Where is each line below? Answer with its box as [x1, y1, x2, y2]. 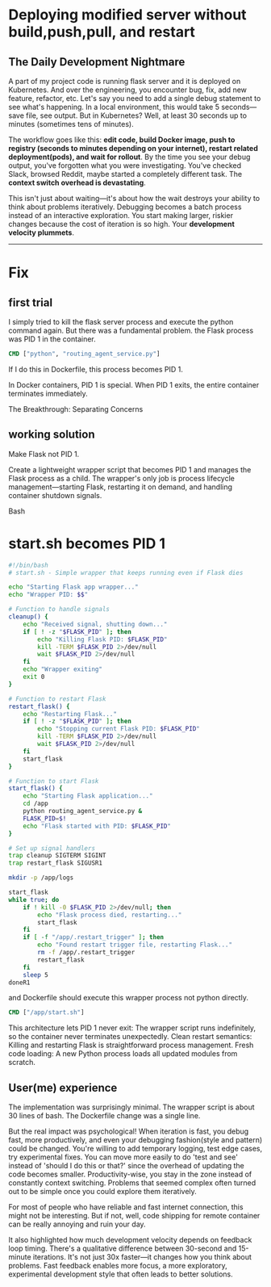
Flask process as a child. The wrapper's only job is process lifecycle [8, 473, 236, 483]
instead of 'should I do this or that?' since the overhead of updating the [8, 1161, 244, 1171]
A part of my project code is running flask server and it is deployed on [8, 77, 241, 86]
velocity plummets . [8, 228, 75, 237]
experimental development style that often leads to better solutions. [8, 1269, 234, 1279]
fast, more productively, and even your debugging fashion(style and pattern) [8, 1135, 263, 1145]
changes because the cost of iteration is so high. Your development [8, 220, 236, 228]
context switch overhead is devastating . [8, 178, 147, 187]
